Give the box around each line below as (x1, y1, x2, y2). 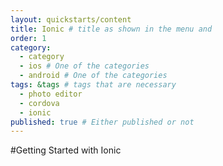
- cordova (19, 98, 60, 108)
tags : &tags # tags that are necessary (10, 80, 177, 90)
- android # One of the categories (19, 71, 168, 81)
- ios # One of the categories (19, 61, 150, 71)
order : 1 (10, 33, 47, 43)
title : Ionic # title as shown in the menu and (10, 24, 213, 34)
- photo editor (19, 89, 83, 99)
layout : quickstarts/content (10, 14, 132, 25)
